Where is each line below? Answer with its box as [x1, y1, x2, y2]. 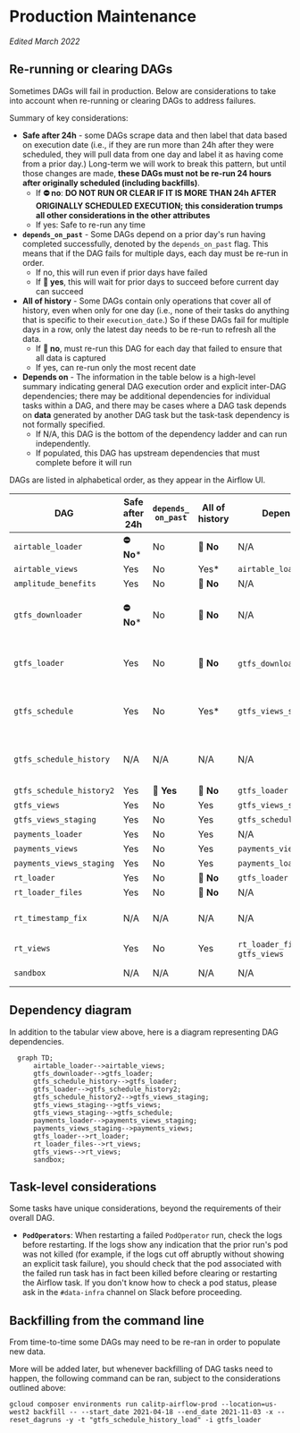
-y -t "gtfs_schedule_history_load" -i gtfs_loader [65, 1416, 262, 1425]
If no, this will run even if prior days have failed [35, 267, 208, 277]
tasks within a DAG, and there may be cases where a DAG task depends [21, 400, 287, 411]
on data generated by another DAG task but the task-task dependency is [21, 409, 290, 420]
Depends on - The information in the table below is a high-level [21, 371, 256, 382]
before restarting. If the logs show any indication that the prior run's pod [21, 1240, 288, 1250]
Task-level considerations [9, 1179, 157, 1194]
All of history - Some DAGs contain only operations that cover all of [21, 295, 271, 306]
